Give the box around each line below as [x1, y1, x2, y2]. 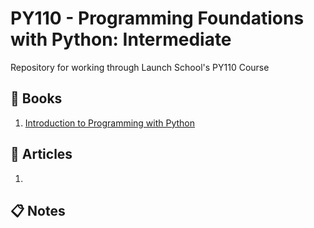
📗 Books [10, 90, 63, 107]
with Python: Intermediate [10, 28, 232, 51]
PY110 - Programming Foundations [10, 7, 305, 30]
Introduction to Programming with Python [24, 117, 196, 129]
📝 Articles [10, 146, 73, 163]
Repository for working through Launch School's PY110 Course [10, 61, 270, 73]
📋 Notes [10, 202, 66, 219]
